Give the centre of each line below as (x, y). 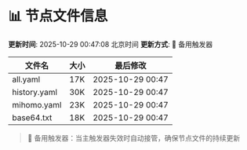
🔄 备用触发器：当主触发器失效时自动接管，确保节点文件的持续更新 (134, 137)
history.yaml (35, 92)
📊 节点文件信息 (58, 16)
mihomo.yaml (37, 104)
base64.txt (32, 117)
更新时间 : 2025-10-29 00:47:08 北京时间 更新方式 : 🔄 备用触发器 (111, 44)
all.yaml (26, 79)
